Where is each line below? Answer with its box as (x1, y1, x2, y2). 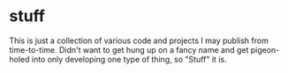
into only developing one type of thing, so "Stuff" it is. (31, 54, 227, 64)
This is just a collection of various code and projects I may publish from (9, 35, 269, 46)
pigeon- (250, 44, 280, 55)
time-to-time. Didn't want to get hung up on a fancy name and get (9, 44, 249, 55)
